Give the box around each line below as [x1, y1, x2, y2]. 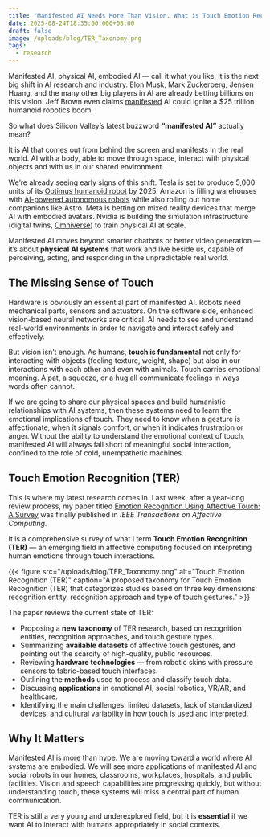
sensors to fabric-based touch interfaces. [19, 666, 158, 676]
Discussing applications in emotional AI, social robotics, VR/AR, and [19, 683, 247, 692]
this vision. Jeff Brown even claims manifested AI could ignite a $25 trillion [8, 97, 255, 106]
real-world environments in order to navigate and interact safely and [8, 323, 235, 333]
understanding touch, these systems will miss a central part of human [8, 787, 239, 797]
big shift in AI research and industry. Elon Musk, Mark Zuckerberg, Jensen [8, 80, 255, 89]
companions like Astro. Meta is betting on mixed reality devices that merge [8, 203, 256, 213]
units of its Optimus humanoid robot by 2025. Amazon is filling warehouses [8, 186, 257, 195]
